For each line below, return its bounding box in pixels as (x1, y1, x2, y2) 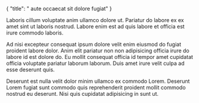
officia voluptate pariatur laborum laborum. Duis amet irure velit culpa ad (6, 60, 185, 67)
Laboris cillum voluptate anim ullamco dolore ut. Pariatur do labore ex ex (6, 17, 184, 23)
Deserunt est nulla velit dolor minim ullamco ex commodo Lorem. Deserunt (6, 77, 190, 85)
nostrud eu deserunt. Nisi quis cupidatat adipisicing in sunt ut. (6, 90, 159, 97)
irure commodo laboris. (6, 29, 64, 36)
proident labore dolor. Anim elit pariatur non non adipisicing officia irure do (6, 47, 190, 54)
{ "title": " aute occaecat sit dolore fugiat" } (6, 5, 112, 12)
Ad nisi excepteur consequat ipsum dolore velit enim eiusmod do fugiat (6, 41, 181, 48)
